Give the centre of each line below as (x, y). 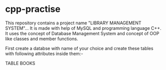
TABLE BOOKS (20, 63)
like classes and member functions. (42, 39)
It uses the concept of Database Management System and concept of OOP (82, 33)
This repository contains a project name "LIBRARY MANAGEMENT (73, 23)
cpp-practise (33, 9)
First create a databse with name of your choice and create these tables (79, 48)
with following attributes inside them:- (44, 54)
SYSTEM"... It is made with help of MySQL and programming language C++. (83, 28)
